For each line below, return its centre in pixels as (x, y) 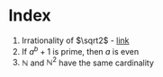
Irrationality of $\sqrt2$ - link (75, 40)
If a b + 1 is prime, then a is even (80, 50)
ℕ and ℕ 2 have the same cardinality (88, 62)
